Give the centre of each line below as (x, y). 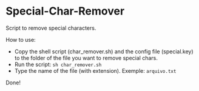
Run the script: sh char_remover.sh (58, 64)
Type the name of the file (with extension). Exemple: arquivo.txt (95, 70)
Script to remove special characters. (51, 28)
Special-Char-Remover (65, 11)
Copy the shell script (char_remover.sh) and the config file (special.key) (104, 51)
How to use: (21, 39)
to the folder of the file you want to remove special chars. (86, 58)
